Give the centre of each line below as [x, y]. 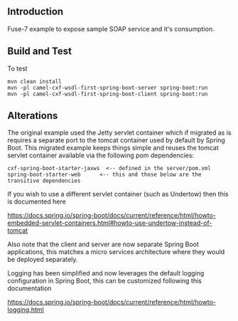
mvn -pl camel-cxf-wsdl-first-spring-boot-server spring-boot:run [108, 88]
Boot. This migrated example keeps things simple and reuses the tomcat [113, 148]
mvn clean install [34, 81]
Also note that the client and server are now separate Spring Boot [103, 244]
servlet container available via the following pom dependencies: [101, 155]
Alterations [33, 116]
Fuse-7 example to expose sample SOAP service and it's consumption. [111, 28]
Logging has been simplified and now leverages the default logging [106, 273]
